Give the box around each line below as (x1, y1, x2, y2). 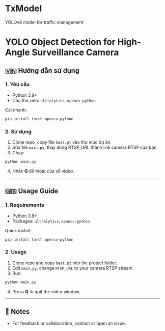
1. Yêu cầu (5, 81, 30, 88)
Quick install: (5, 227, 31, 233)
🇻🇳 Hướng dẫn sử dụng (5, 66, 80, 75)
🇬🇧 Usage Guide (5, 187, 58, 195)
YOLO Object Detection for (5, 36, 116, 48)
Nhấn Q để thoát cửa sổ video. (12, 168, 75, 174)
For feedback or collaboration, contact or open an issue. (12, 320, 126, 327)
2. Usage (5, 248, 27, 255)
